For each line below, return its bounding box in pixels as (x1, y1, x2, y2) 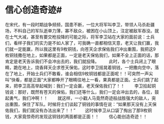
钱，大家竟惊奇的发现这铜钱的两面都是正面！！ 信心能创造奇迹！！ (5, 113, 147, 119)
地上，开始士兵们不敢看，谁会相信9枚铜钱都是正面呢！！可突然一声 (13, 71, 149, 76)
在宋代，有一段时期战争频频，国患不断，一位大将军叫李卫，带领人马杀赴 (5, 22, 150, 27)
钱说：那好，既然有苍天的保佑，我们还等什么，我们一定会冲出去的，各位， (5, 89, 155, 95)
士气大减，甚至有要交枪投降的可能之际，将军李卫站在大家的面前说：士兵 (9, 34, 155, 40)
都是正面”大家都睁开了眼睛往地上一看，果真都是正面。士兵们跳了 (24, 76, 155, 82)
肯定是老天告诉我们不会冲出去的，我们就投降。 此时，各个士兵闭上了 (5, 58, 152, 64)
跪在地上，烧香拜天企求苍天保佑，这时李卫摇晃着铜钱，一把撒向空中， (13, 64, 155, 70)
